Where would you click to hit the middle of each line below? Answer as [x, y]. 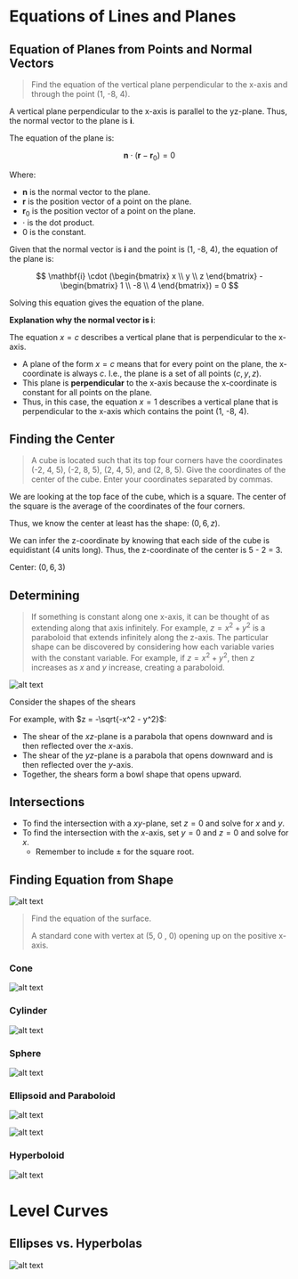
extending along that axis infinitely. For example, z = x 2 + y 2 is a [148, 627]
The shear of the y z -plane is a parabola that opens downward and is [148, 755]
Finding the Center [62, 439]
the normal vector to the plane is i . [72, 121]
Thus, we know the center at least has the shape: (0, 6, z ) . [115, 524]
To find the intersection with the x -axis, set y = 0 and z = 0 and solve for [155, 833]
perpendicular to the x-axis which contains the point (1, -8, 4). [135, 411]
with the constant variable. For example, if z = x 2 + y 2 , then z [143, 656]
